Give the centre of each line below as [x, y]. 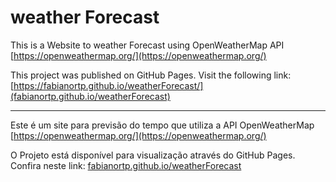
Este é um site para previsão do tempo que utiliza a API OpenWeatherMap [162, 125]
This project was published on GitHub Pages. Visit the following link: [151, 75]
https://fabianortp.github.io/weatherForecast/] [108, 85]
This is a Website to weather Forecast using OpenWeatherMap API [147, 45]
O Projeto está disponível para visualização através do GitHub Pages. [153, 155]
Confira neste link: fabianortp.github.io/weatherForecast [126, 165]
